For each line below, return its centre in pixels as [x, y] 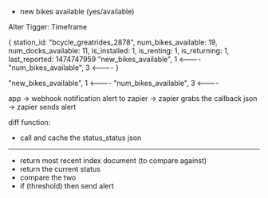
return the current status [60, 169]
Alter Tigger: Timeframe [48, 27]
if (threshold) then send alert [67, 186]
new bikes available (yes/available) [77, 12]
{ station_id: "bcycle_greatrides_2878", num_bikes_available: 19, [113, 42]
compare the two [48, 177]
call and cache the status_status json [81, 138]
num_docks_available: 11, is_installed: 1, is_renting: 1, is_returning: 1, [119, 50]
